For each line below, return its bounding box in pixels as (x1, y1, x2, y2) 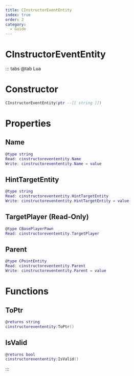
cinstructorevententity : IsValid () (5, 357, 79, 362)
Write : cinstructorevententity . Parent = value (5, 268, 106, 274)
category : (5, 22, 27, 27)
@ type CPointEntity (5, 259, 47, 264)
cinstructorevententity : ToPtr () (5, 324, 74, 329)
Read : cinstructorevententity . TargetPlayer (5, 231, 100, 236)
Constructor (5, 83, 59, 95)
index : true (5, 12, 31, 17)
